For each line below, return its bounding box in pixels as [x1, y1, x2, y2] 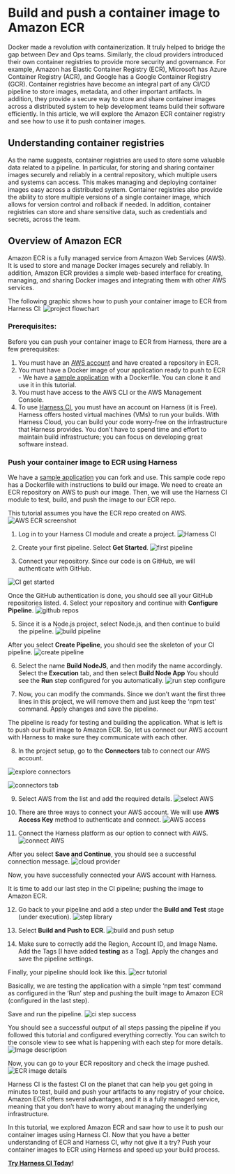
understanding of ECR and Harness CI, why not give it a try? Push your [8, 1138, 211, 1147]
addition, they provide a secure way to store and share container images [8, 94, 216, 103]
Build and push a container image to [8, 5, 220, 21]
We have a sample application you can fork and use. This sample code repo [8, 473, 226, 482]
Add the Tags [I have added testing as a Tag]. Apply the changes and [17, 947, 218, 956]
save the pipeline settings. [17, 954, 93, 963]
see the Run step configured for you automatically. [17, 677, 165, 685]
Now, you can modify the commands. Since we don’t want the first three [17, 690, 226, 698]
